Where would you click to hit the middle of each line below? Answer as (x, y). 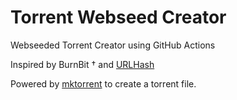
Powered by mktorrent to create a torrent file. (103, 83)
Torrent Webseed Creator (118, 17)
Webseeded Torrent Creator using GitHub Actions (113, 45)
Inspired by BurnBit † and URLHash (82, 64)
